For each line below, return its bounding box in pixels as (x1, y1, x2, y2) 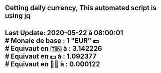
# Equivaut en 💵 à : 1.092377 (5, 52, 97, 60)
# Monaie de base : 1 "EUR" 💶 (5, 36, 99, 45)
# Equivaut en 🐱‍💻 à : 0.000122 (5, 60, 100, 68)
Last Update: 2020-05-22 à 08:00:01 (5, 28, 123, 37)
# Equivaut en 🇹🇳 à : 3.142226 (5, 44, 102, 53)
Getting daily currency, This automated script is (5, 4, 157, 12)
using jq (5, 12, 31, 20)
